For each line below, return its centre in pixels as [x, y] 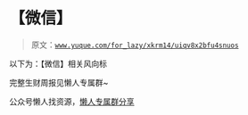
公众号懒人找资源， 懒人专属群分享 [72, 101]
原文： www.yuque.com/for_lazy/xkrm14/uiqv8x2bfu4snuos [135, 45]
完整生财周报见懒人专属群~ [59, 82]
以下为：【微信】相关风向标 [58, 63]
